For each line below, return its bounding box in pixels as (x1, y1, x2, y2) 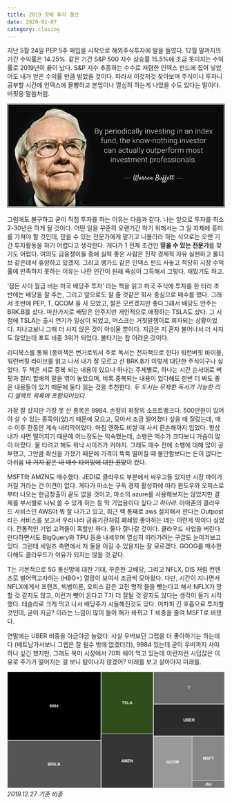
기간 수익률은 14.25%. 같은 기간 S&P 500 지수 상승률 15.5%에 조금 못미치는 (7, 55, 212, 64)
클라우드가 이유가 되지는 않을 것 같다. (25, 550, 126, 559)
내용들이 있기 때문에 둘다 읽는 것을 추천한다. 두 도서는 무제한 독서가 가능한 (14, 383, 213, 391)
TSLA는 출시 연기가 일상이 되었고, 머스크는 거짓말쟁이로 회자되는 (19, 317, 194, 325)
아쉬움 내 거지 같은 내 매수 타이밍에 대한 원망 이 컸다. (7, 458, 147, 467)
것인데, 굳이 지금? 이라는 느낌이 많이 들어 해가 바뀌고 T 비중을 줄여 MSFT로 (7, 608, 209, 617)
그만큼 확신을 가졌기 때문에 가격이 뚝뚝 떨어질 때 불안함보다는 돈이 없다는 (27, 449, 223, 458)
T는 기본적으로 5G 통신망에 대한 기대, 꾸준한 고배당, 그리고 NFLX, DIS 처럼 (7, 565, 209, 574)
